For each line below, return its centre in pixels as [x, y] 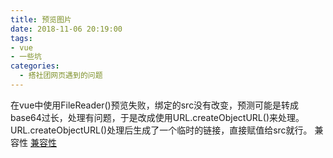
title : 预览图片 [41, 19]
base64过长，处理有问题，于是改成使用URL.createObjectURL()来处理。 [157, 117]
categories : [35, 66]
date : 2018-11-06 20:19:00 [66, 29]
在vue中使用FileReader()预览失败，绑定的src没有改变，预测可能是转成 [155, 105]
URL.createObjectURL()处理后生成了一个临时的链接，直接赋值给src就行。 [161, 130]
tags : [21, 38]
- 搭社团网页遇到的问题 [61, 76]
